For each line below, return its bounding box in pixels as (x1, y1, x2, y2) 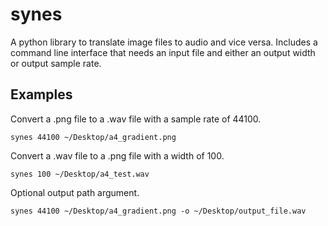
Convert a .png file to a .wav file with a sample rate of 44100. (10, 113, 262, 125)
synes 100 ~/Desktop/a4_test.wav (10, 169, 150, 179)
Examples (10, 86, 73, 103)
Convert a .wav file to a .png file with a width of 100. (10, 149, 225, 162)
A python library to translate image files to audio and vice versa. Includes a (10, 36, 318, 48)
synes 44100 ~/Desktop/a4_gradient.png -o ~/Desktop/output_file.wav (10, 206, 307, 216)
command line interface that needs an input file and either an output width (10, 46, 316, 58)
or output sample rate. (10, 57, 102, 69)
